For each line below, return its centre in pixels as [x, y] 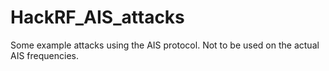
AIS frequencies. [44, 55]
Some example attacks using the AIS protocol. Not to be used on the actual [165, 45]
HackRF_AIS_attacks [97, 17]
